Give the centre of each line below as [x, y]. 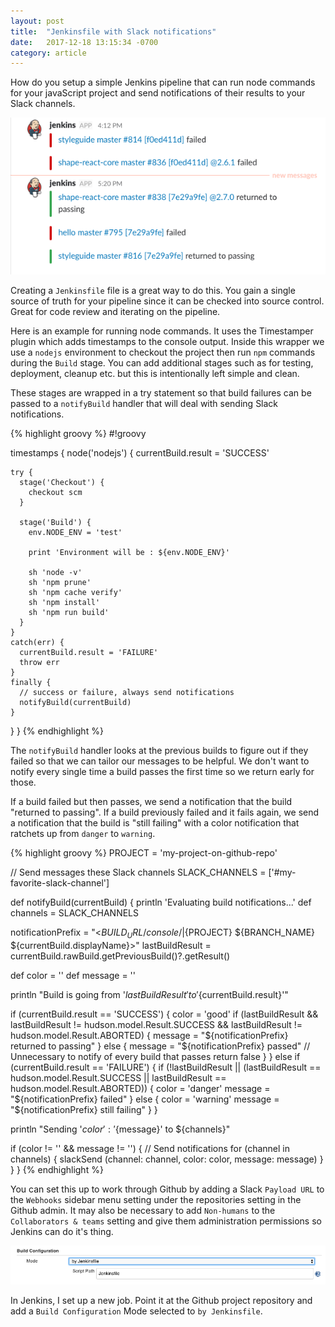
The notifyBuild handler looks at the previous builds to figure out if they [159, 751]
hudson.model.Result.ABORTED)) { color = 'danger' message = [140, 1089]
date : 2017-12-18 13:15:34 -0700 [84, 42]
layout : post [37, 21]
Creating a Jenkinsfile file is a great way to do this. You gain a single [153, 291]
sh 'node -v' [55, 573]
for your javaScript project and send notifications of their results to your [158, 93]
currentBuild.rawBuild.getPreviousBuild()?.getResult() [120, 956]
